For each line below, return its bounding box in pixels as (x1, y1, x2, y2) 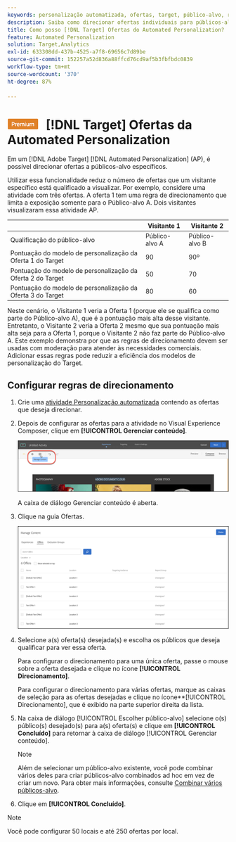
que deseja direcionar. (17, 405, 82, 414)
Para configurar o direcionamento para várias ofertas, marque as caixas (17, 686, 226, 694)
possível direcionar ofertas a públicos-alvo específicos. (7, 162, 168, 171)
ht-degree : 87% (7, 78, 52, 85)
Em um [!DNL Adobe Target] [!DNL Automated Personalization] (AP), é (7, 155, 211, 163)
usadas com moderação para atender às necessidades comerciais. (7, 344, 202, 352)
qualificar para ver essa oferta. (17, 644, 107, 652)
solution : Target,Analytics (7, 41, 90, 49)
